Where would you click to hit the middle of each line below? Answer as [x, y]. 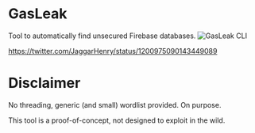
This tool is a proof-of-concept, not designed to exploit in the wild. [117, 120]
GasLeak [38, 14]
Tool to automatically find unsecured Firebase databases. [102, 36]
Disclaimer [44, 83]
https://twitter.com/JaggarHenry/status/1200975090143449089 [113, 51]
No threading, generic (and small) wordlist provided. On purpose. [115, 104]
